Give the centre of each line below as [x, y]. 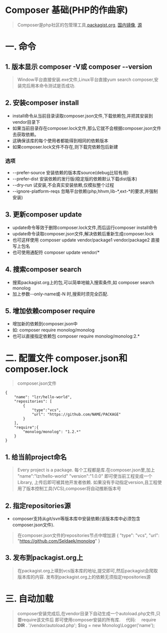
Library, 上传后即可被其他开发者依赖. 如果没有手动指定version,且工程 [87, 483]
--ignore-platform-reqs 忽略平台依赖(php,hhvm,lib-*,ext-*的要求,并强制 [85, 191]
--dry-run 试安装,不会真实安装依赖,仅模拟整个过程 [63, 185]
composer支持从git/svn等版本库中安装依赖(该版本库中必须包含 [76, 519]
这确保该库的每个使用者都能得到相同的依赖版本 [60, 141]
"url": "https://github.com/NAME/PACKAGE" [76, 415]
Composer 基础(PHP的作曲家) [67, 10]
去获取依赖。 [25, 134]
